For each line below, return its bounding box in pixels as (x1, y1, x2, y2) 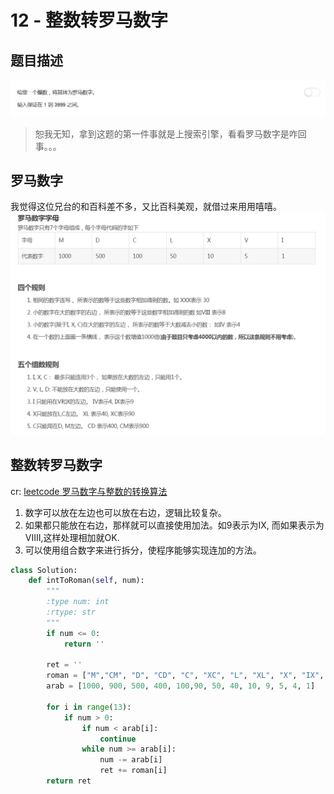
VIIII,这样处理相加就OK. (24, 531, 120, 543)
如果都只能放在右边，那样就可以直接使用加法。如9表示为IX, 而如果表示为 (24, 519, 325, 531)
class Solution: (10, 565, 78, 575)
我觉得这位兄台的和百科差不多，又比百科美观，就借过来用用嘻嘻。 (10, 201, 282, 213)
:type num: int (46, 597, 110, 607)
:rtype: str (46, 607, 97, 618)
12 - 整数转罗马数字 (10, 9, 169, 32)
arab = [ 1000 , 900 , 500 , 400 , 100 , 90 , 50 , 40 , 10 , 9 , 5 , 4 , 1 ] (46, 681, 316, 691)
